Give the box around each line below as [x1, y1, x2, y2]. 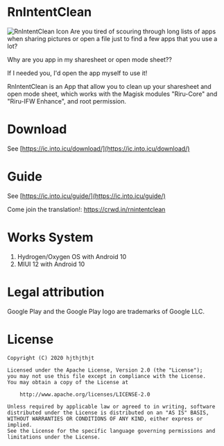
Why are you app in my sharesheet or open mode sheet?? [7, 55, 172, 63]
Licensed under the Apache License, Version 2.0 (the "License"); [7, 366, 203, 374]
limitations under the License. [7, 433, 101, 440]
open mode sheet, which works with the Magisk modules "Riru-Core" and [7, 90, 218, 98]
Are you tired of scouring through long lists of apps [70, 27, 216, 35]
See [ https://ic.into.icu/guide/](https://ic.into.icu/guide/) [7, 192, 166, 200]
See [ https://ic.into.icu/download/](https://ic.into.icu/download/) [7, 144, 190, 153]
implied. [7, 421, 33, 428]
